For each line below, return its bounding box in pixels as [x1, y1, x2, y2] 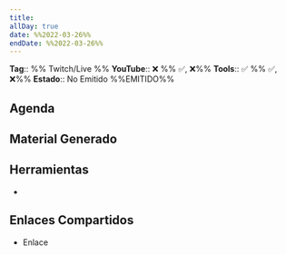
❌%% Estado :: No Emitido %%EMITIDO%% [9, 74, 175, 84]
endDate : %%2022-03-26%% [9, 38, 104, 48]
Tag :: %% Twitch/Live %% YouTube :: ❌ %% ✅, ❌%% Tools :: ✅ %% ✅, [9, 64, 278, 74]
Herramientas [9, 162, 89, 178]
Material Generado [9, 132, 118, 147]
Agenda [9, 101, 55, 116]
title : [9, 13, 35, 23]
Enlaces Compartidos [9, 212, 134, 228]
